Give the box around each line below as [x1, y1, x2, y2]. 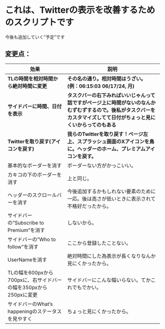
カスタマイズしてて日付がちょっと [67, 114, 146, 121]
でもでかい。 [72, 284, 102, 291]
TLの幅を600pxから [7, 269, 54, 276]
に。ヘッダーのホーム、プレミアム [67, 145, 146, 152]
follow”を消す [7, 243, 39, 250]
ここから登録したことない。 [67, 239, 132, 246]
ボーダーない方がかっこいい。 [67, 162, 137, 169]
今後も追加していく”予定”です [5, 34, 65, 40]
